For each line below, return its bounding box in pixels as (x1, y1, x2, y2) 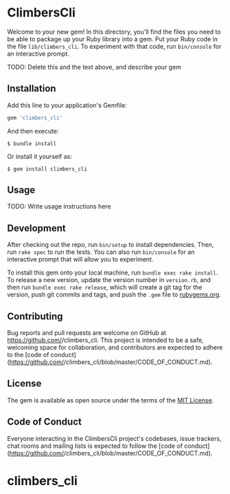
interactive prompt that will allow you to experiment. (7, 255, 154, 264)
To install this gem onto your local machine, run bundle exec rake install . (7, 268, 218, 277)
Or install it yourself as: (7, 152, 72, 160)
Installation (7, 83, 56, 94)
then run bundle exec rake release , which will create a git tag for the (7, 283, 203, 292)
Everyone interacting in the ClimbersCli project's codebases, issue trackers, (7, 434, 222, 442)
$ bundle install (7, 140, 57, 147)
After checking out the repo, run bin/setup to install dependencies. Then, (7, 241, 214, 249)
